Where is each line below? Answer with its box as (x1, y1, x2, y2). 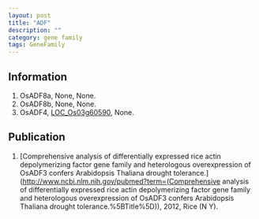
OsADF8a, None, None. (19, 91, 96, 100)
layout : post (8, 11, 51, 20)
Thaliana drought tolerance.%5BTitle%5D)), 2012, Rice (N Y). (19, 202, 219, 211)
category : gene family (8, 33, 83, 42)
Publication (8, 131, 66, 144)
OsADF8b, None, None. (19, 99, 96, 109)
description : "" (8, 26, 62, 34)
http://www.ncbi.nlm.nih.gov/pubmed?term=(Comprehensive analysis (22, 176, 250, 186)
